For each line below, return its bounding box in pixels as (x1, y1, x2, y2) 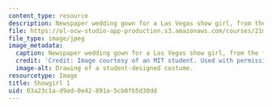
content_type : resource (8, 11, 89, 20)
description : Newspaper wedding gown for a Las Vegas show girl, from (8, 19, 252, 27)
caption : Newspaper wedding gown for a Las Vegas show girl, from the (15, 49, 259, 57)
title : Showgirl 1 (8, 79, 70, 87)
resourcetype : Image (8, 72, 79, 80)
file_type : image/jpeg (8, 34, 85, 43)
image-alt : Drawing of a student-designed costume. (15, 64, 194, 72)
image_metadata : (8, 42, 63, 50)
